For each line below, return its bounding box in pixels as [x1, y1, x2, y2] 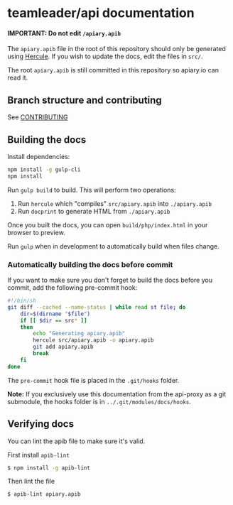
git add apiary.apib [33, 343, 94, 351]
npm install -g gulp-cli [7, 166, 81, 173]
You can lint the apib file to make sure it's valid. [7, 437, 146, 445]
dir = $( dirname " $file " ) [20, 310, 91, 317]
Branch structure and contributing [7, 94, 162, 106]
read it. [7, 73, 28, 82]
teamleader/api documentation [7, 5, 195, 21]
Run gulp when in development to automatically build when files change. [7, 241, 220, 250]
